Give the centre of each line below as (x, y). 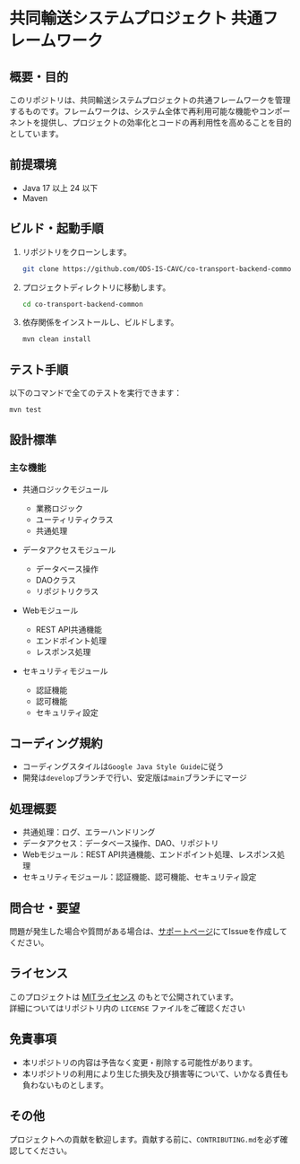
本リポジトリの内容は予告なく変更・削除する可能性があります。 (140, 1062)
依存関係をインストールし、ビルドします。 (100, 322)
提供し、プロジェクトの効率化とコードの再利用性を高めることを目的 (166, 123)
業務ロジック (59, 508)
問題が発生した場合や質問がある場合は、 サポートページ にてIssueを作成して (149, 932)
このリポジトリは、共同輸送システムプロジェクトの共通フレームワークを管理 (150, 100)
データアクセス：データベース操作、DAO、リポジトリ (120, 844)
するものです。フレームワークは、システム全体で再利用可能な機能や (134, 111)
